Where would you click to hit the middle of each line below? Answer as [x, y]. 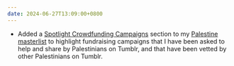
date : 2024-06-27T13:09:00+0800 [55, 14]
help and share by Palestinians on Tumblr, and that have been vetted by [122, 48]
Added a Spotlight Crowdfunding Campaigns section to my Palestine [118, 34]
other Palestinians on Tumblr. [60, 56]
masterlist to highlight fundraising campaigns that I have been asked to [121, 41]
